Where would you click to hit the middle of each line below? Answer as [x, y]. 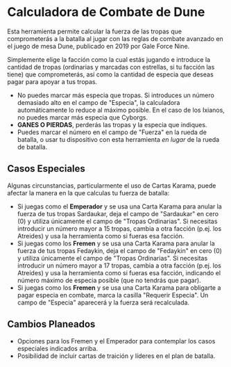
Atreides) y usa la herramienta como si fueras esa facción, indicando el [119, 272]
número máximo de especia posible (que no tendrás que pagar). [109, 280]
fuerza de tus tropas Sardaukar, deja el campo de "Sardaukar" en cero [118, 213]
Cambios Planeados [51, 324]
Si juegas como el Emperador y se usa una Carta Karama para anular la [119, 206]
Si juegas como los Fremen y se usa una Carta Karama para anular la [116, 243]
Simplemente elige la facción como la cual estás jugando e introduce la [109, 59]
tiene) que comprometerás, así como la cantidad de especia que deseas [110, 74]
